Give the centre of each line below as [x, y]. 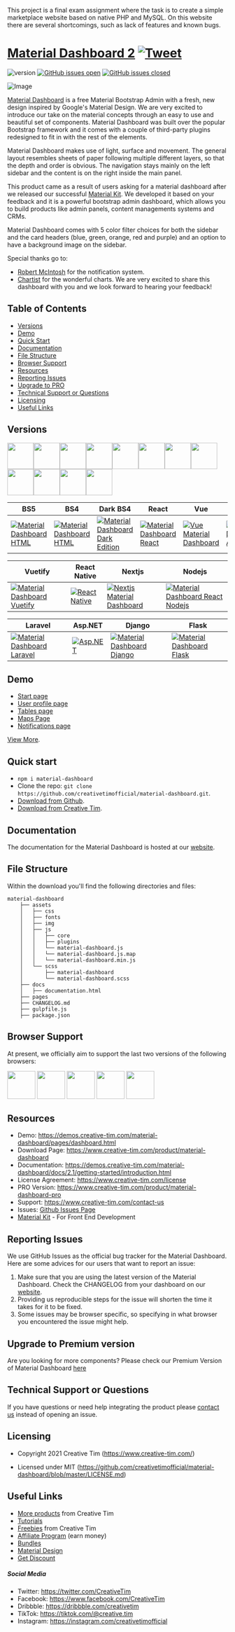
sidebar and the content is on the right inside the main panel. [95, 173]
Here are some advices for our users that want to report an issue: [101, 1264]
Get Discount [36, 1558]
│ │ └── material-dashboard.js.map [78, 954]
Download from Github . [51, 801]
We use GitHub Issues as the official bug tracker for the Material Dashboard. [117, 1256]
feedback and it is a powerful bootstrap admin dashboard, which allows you [116, 201]
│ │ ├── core [45, 935]
